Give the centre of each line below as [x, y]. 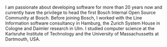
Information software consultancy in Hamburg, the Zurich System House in [83, 23]
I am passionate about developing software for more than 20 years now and [84, 7]
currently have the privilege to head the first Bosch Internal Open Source [80, 12]
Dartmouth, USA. [23, 39]
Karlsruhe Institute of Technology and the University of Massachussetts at [82, 34]
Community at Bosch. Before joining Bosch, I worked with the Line [74, 18]
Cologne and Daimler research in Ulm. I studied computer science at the [80, 28]
